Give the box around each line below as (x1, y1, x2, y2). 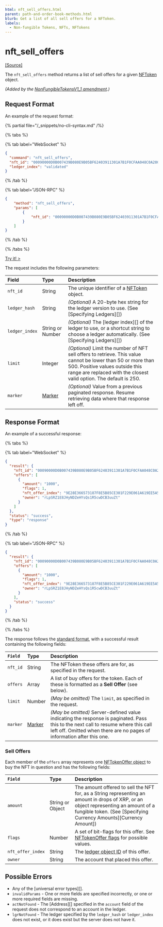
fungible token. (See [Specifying (74, 808, 149, 815)
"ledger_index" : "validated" (9, 164, 68, 169)
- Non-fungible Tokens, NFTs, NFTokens (9, 25, 90, 30)
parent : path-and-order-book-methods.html (5, 12, 92, 17)
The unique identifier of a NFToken (67, 285, 147, 292)
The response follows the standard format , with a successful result (5, 636, 139, 642)
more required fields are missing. (12, 896, 79, 902)
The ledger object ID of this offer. (74, 848, 150, 855)
